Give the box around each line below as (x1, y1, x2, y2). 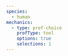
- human (11, 14, 31, 20)
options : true (17, 36, 51, 41)
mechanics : (6, 19, 33, 25)
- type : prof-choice (11, 24, 62, 31)
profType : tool (17, 30, 54, 36)
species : (6, 8, 28, 15)
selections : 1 (17, 41, 51, 47)
